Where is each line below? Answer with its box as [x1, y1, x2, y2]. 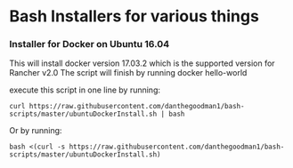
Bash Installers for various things [9, 6, 260, 27]
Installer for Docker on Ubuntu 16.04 [9, 38, 170, 51]
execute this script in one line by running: [9, 84, 161, 95]
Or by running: [9, 125, 62, 136]
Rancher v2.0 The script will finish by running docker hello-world [9, 68, 248, 78]
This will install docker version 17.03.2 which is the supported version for [9, 58, 275, 68]
